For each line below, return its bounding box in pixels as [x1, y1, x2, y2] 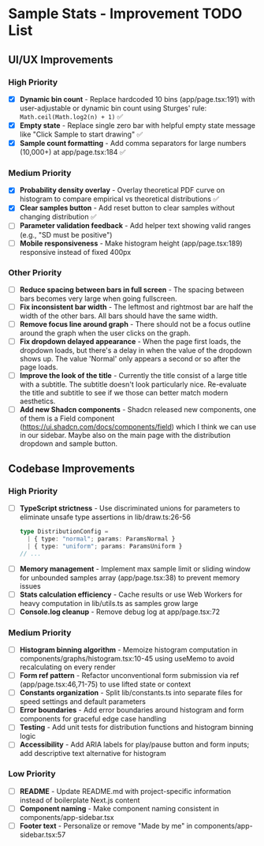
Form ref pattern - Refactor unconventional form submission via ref [19, 671, 240, 680]
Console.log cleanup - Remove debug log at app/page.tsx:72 [19, 607, 221, 616]
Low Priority [8, 769, 57, 780]
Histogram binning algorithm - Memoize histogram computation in [19, 645, 238, 655]
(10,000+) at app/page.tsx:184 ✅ [19, 148, 126, 157]
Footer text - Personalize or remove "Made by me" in [19, 821, 193, 830]
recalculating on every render [19, 662, 116, 672]
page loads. [19, 362, 58, 372]
